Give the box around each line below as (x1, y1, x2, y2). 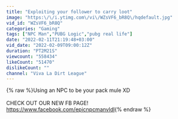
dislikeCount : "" (6, 64, 50, 71)
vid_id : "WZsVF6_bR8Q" (6, 20, 63, 26)
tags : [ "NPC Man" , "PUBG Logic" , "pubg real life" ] (6, 31, 133, 37)
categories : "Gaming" (6, 25, 61, 32)
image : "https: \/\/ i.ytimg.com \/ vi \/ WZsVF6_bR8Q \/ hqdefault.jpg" (6, 14, 173, 20)
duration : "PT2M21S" (6, 48, 58, 54)
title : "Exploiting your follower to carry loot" (6, 8, 133, 15)
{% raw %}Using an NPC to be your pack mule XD (6, 87, 131, 94)
